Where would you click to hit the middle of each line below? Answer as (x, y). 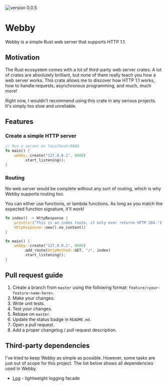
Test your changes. (32, 308)
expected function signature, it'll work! (45, 209)
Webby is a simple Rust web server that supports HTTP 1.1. (65, 42)
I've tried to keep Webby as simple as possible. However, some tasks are (80, 357)
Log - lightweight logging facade (46, 378)
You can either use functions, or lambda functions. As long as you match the (84, 204)
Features (19, 122)
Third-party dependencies (47, 346)
